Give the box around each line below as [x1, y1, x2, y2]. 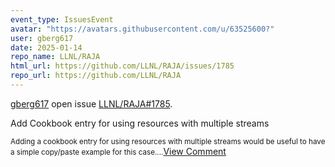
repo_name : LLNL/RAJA [10, 52, 101, 62]
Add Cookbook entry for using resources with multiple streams [10, 117, 270, 129]
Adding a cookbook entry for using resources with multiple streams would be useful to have [10, 136, 326, 146]
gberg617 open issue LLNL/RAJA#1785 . [10, 97, 173, 110]
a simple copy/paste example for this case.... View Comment [10, 145, 227, 157]
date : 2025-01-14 [10, 42, 83, 53]
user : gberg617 [10, 33, 74, 43]
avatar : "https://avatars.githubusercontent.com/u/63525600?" [10, 24, 275, 34]
